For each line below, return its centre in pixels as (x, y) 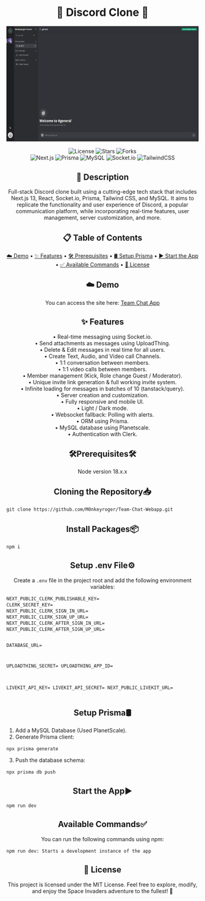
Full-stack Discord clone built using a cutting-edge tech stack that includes (103, 192)
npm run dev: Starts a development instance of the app (79, 851)
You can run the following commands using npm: (103, 839)
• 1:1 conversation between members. (103, 362)
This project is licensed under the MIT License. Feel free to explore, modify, (103, 885)
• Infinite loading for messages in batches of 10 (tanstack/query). (103, 388)
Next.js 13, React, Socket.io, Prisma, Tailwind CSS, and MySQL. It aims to (103, 199)
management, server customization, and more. (103, 218)
